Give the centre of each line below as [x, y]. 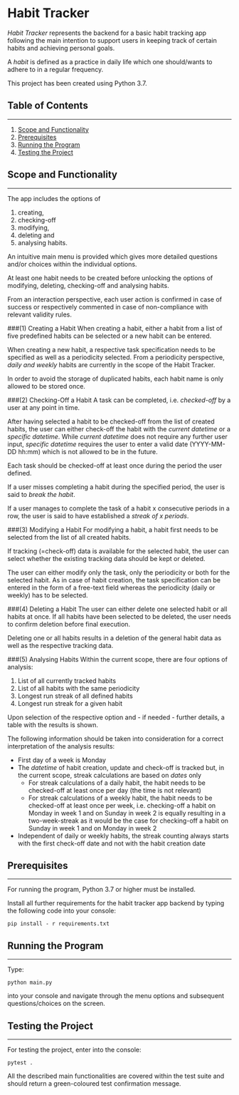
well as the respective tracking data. [60, 645]
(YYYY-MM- [207, 444]
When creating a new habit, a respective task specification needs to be [111, 349]
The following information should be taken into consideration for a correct [116, 739]
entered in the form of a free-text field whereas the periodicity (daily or [111, 587]
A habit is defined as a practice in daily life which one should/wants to [110, 61]
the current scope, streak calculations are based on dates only [109, 775]
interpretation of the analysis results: [61, 746]
